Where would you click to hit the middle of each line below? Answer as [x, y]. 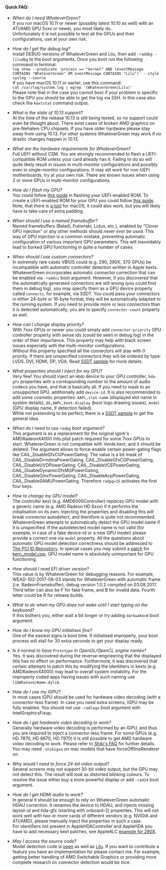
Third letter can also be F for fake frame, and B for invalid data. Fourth [83, 590]
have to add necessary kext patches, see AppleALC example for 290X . [84, 832]
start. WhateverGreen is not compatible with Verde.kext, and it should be [86, 444]
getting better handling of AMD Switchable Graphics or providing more [84, 857]
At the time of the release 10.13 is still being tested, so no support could [85, 118]
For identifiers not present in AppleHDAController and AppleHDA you [82, 826]
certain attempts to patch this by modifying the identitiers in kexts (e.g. [84, 666]
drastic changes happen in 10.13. [46, 139]
